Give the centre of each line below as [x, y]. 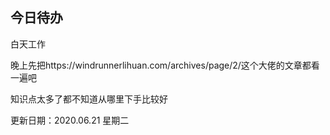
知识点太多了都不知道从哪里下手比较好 [89, 99]
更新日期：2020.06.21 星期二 [70, 120]
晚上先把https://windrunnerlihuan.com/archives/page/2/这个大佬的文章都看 [165, 65]
